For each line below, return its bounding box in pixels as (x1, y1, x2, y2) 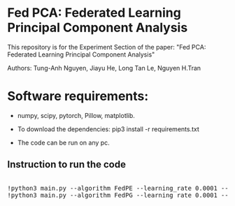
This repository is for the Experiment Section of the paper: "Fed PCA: (7, 43, 206, 51)
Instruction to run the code (7, 159, 127, 170)
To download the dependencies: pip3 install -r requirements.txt (17, 124, 199, 133)
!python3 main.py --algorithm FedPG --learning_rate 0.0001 (7, 191, 218, 199)
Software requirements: (7, 89, 149, 104)
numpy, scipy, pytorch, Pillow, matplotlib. (17, 111, 135, 119)
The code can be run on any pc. (17, 138, 110, 147)
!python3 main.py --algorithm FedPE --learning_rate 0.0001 (7, 184, 218, 192)
